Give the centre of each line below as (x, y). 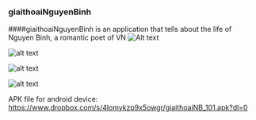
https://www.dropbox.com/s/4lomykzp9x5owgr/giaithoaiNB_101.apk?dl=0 (128, 108)
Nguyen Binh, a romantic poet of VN (67, 37)
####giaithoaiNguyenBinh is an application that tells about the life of (120, 29)
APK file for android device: (53, 99)
